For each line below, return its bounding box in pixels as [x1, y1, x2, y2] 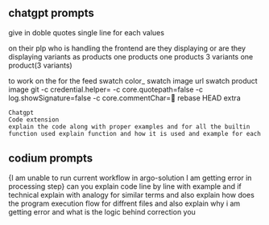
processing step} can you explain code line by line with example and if [8, 181, 242, 191]
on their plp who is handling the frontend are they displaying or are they [8, 43, 246, 53]
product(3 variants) [8, 60, 72, 70]
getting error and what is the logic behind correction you [8, 207, 196, 216]
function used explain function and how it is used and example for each [8, 129, 262, 137]
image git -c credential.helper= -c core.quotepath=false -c [8, 84, 204, 94]
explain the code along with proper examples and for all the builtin [8, 122, 250, 131]
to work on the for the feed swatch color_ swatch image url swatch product [8, 76, 258, 85]
